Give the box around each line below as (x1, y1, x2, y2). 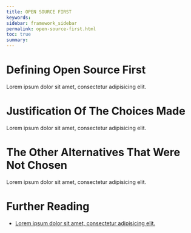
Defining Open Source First (6, 63, 146, 77)
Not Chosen (6, 159, 68, 172)
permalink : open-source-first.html (6, 25, 96, 32)
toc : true (6, 31, 32, 38)
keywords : (6, 15, 32, 21)
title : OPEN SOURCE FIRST (6, 8, 72, 15)
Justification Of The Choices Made (6, 104, 186, 118)
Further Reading (6, 200, 90, 213)
